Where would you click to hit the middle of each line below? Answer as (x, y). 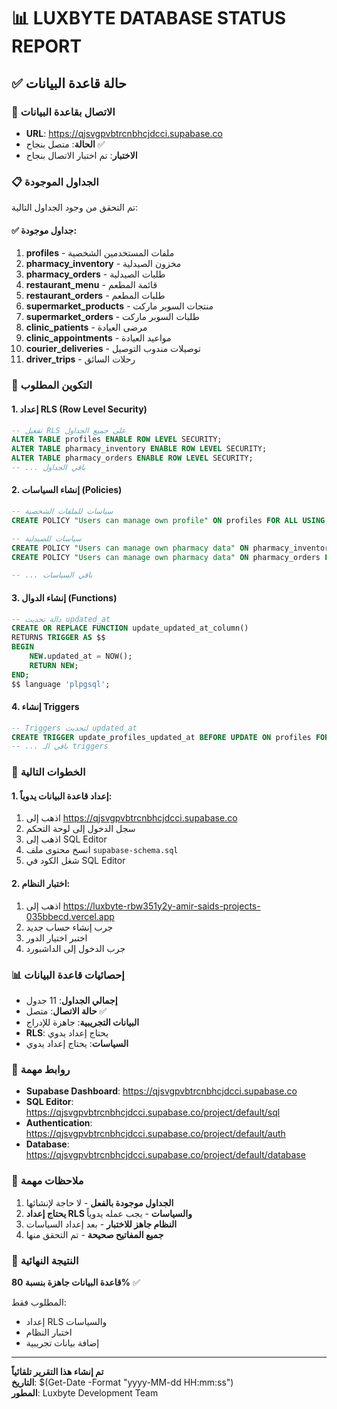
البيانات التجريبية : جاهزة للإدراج (82, 1022)
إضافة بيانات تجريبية (62, 1342)
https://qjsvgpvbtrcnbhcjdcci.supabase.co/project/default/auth (155, 1134)
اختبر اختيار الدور (56, 937)
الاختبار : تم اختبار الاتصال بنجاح (81, 155)
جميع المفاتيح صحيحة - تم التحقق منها (94, 1234)
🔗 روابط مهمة (41, 1069)
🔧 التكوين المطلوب (52, 385)
